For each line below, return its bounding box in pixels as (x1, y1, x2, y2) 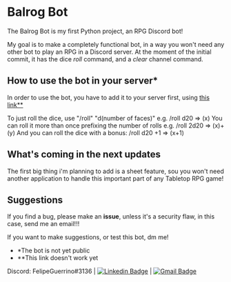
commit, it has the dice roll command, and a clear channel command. (7, 54, 203, 63)
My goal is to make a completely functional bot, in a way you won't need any (7, 40, 225, 48)
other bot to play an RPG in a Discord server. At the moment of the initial (7, 48, 212, 56)
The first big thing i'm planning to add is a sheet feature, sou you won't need (7, 167, 224, 175)
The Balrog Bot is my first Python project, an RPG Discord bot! (7, 27, 183, 35)
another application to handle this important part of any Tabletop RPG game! (7, 174, 224, 183)
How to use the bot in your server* (7, 75, 159, 87)
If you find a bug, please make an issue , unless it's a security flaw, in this (7, 212, 215, 221)
